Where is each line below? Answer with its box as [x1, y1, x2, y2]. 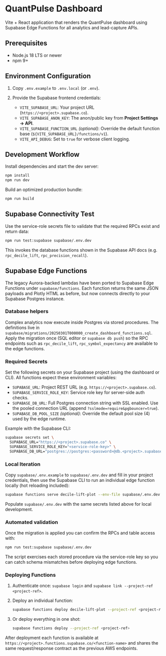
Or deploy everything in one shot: [12, 616, 81, 622]
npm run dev [5, 178, 30, 183]
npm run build [5, 197, 35, 201]
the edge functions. [5, 345, 45, 351]
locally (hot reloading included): [5, 482, 70, 488]
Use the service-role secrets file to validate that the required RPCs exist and [5, 223, 160, 229]
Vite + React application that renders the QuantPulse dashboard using [5, 19, 147, 25]
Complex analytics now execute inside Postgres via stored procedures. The [5, 319, 159, 325]
